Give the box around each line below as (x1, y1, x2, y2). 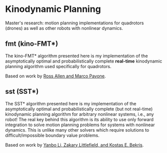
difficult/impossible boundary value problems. (5, 132, 100, 138)
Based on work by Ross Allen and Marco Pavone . (5, 73, 106, 79)
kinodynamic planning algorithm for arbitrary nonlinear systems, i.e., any (5, 111, 154, 117)
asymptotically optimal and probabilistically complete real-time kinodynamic (5, 58, 163, 64)
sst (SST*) (5, 87, 39, 96)
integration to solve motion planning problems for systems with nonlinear (5, 122, 156, 128)
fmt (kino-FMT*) (5, 40, 58, 48)
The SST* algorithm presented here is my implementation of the (5, 100, 137, 106)
